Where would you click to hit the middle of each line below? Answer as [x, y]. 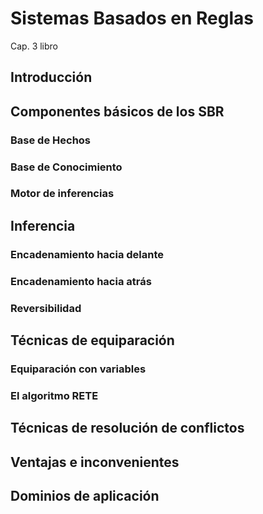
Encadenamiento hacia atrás [81, 281]
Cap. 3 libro [34, 46]
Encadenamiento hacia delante [87, 254]
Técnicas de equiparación [92, 340]
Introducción [51, 77]
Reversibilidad [46, 308]
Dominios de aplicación [85, 496]
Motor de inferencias [62, 194]
